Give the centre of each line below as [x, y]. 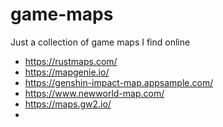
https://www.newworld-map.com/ [94, 93]
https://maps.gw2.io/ [68, 104]
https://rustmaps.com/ [71, 61]
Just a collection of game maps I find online [100, 42]
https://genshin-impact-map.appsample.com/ [119, 82]
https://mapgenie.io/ [67, 72]
